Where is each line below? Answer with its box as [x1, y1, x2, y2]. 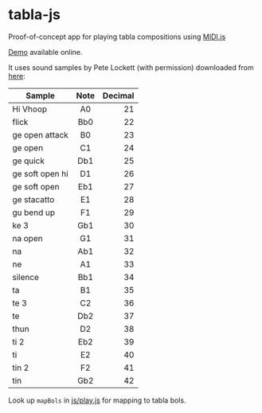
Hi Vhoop [12, 103, 48, 115]
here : [8, 71, 25, 80]
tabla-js [8, 6, 61, 24]
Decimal [102, 90, 135, 101]
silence [12, 271, 40, 282]
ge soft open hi [12, 168, 69, 179]
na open [12, 232, 43, 244]
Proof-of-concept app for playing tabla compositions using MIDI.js [8, 32, 226, 41]
